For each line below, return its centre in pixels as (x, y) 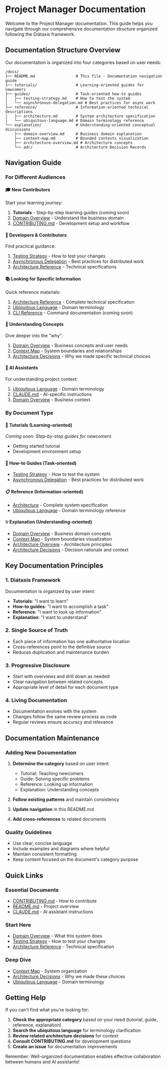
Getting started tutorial (36, 446)
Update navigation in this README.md (53, 809)
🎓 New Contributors (28, 189)
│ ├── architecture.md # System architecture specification (80, 116)
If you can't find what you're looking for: (47, 1010)
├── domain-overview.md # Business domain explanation (78, 134)
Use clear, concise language (42, 843)
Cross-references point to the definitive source (62, 647)
